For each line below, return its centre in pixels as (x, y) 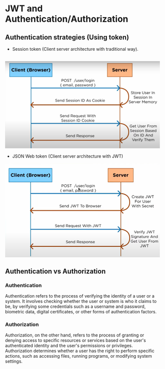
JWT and (24, 9)
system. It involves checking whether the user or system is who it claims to (81, 302)
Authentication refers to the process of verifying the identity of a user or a (80, 296)
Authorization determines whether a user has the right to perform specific (80, 351)
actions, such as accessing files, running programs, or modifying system (79, 356)
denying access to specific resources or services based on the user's (76, 340)
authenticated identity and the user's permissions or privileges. (69, 346)
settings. (14, 361)
